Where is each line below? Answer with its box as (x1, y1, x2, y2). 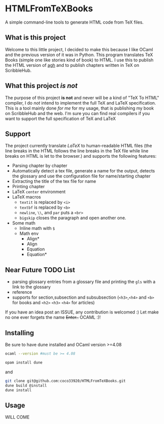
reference (12, 289, 32, 295)
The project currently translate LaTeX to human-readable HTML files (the (5, 143, 152, 149)
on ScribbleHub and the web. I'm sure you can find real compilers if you (5, 110, 150, 116)
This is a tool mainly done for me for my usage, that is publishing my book (5, 105, 154, 111)
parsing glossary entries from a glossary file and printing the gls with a (12, 279, 156, 285)
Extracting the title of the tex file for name (12, 178, 96, 184)
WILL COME (5, 414, 30, 420)
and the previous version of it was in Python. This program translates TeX (5, 52, 153, 57)
